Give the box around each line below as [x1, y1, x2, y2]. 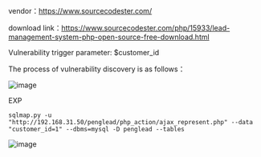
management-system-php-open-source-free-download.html [8, 32, 210, 42]
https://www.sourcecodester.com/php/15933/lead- [61, 23, 230, 33]
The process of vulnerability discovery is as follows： [8, 64, 186, 74]
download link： [8, 23, 62, 33]
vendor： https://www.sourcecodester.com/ [8, 6, 153, 15]
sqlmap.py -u [8, 111, 52, 119]
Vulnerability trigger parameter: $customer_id [8, 48, 160, 57]
